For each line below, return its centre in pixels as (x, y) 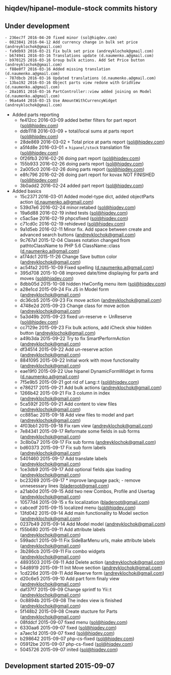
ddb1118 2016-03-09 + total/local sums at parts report (77, 131)
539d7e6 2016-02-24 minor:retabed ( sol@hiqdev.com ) (78, 208)
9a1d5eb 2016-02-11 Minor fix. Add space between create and (85, 229)
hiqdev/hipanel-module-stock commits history (81, 8)
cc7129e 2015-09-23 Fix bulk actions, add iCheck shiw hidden (86, 328)
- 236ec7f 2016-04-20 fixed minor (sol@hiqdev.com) (61, 38)
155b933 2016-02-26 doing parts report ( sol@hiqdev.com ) (82, 164)
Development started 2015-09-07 (60, 665)
